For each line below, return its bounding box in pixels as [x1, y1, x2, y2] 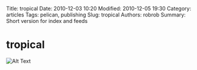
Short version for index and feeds [6, 18, 88, 24]
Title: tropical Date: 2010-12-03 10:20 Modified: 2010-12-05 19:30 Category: [6, 5, 191, 12]
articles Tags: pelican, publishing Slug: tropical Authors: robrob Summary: [6, 11, 186, 18]
